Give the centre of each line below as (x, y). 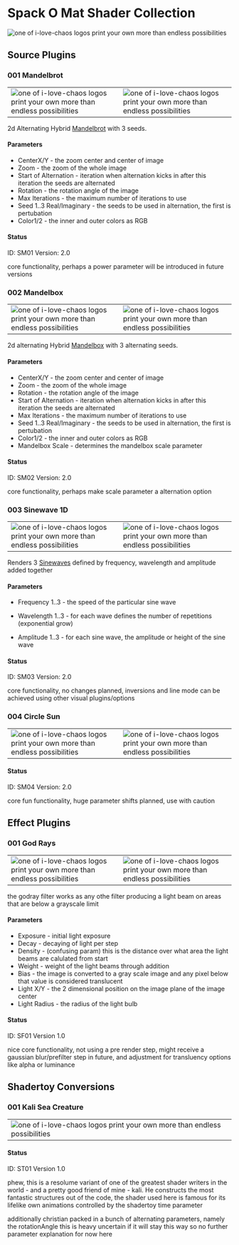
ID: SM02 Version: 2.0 (39, 477)
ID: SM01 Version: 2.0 (39, 253)
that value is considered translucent (70, 981)
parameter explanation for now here (60, 1234)
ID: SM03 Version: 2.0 (39, 677)
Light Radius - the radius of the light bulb (78, 1003)
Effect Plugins (39, 823)
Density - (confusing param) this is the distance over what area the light (123, 951)
